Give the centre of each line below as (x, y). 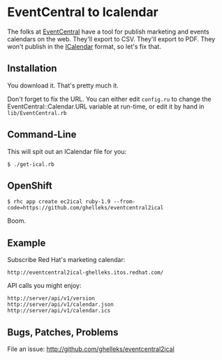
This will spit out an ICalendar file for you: (67, 151)
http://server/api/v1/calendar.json (60, 305)
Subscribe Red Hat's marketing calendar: (66, 260)
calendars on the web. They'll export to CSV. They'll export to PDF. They (111, 39)
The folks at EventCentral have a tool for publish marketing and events (108, 32)
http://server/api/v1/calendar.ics (59, 311)
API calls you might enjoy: (44, 286)
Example (27, 243)
